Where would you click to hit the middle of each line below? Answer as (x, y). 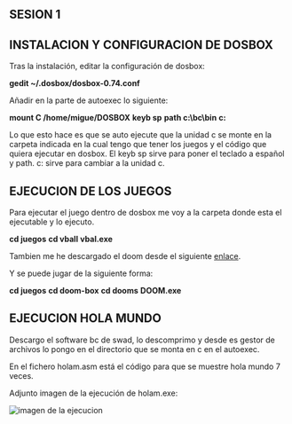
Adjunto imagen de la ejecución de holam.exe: (94, 393)
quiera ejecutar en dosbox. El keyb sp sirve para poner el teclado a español (147, 153)
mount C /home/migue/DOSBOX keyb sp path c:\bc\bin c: (118, 118)
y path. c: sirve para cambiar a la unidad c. (87, 163)
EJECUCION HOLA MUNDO (85, 318)
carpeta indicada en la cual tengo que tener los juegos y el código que (138, 145)
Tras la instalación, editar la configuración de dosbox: (107, 67)
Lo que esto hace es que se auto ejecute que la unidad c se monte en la (141, 135)
